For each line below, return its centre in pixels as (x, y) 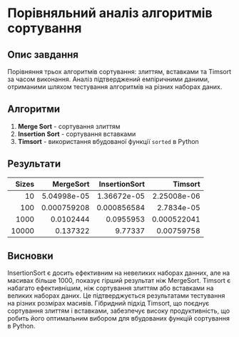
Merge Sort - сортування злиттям (69, 126)
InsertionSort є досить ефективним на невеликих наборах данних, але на (119, 273)
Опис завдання (43, 55)
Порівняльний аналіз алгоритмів (110, 13)
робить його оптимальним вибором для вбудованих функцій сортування (118, 318)
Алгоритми (34, 109)
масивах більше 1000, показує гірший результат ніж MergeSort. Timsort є (119, 281)
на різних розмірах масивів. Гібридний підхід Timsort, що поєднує (108, 304)
